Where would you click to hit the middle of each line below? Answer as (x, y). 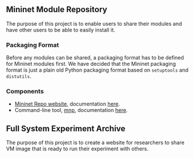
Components (25, 92)
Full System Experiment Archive (66, 129)
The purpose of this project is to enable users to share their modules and (94, 23)
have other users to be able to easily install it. (61, 30)
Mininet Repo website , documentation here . (67, 104)
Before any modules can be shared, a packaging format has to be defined (95, 58)
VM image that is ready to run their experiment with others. (77, 149)
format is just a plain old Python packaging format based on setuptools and (97, 70)
